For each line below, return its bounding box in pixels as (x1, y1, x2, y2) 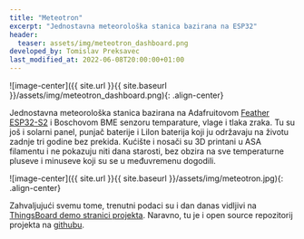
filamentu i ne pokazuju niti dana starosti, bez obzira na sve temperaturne (9, 146, 284, 157)
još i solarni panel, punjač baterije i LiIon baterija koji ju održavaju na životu (9, 127, 289, 137)
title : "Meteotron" (9, 13, 83, 23)
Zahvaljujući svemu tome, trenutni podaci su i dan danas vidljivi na (9, 200, 257, 211)
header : (9, 30, 39, 39)
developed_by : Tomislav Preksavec (9, 47, 141, 56)
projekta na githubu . (9, 219, 84, 230)
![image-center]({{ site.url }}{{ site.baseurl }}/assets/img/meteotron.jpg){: (9, 173, 284, 184)
